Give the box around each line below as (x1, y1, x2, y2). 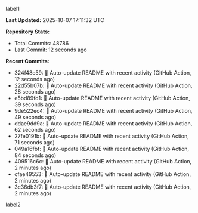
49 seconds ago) (14, 113, 57, 121)
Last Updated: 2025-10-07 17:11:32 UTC (5, 17, 105, 23)
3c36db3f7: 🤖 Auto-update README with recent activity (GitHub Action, (14, 183, 191, 190)
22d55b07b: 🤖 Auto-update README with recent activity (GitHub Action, (14, 82, 193, 89)
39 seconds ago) (14, 101, 56, 108)
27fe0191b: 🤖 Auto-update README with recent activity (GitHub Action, (14, 132, 189, 140)
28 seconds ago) (14, 88, 56, 95)
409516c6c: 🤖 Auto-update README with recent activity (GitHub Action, (14, 158, 192, 165)
